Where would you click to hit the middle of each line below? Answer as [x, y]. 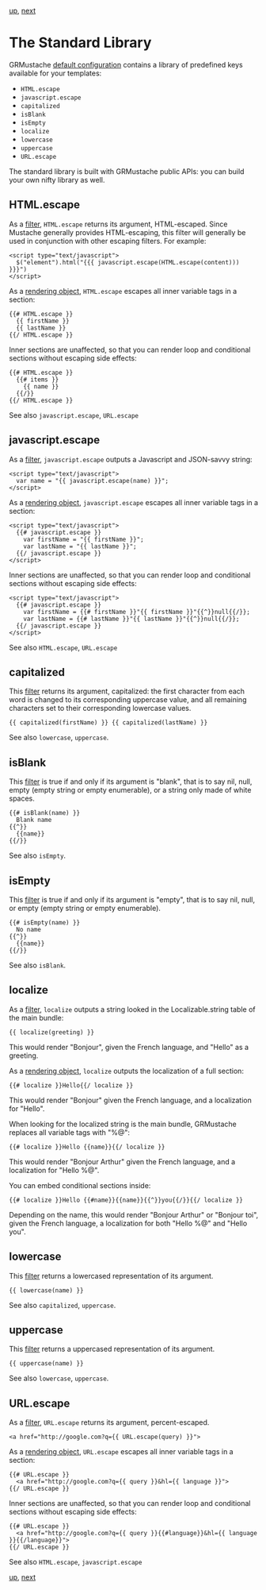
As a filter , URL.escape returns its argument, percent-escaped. [109, 1422]
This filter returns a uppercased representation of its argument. [112, 1349]
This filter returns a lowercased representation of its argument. [111, 1275]
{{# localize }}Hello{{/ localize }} [71, 1085]
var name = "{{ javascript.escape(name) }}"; [93, 480]
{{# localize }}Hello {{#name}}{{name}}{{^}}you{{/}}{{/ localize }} [126, 1200]
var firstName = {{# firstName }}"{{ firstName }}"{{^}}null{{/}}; [137, 612]
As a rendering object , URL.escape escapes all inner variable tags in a [121, 1452]
